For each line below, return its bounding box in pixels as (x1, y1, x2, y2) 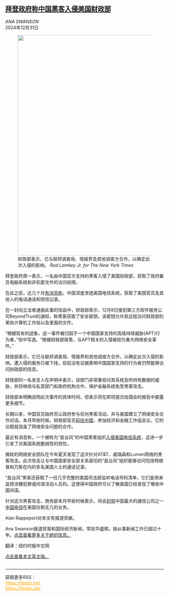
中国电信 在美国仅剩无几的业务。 (5, 504, 71, 510)
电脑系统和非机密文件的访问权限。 (9, 279, 80, 285)
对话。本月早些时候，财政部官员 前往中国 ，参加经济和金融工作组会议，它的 (9, 417, 164, 423)
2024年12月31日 (5, 24, 39, 30)
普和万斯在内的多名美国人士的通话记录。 (5, 463, 89, 470)
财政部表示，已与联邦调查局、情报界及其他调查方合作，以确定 (18, 256, 146, 262)
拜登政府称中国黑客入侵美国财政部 (5, 5, 111, 14)
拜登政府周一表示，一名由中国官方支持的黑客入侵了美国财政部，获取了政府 (5, 273, 159, 279)
